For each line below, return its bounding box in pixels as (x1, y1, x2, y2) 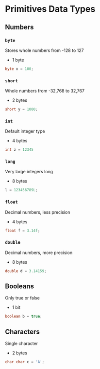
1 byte (12, 57, 24, 63)
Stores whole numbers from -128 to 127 (5, 47, 84, 53)
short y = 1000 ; (5, 107, 38, 112)
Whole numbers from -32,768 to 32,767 (5, 88, 85, 94)
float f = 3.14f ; (5, 228, 40, 233)
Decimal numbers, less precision (5, 209, 70, 215)
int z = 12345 (5, 147, 34, 152)
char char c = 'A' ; (5, 360, 45, 365)
